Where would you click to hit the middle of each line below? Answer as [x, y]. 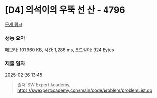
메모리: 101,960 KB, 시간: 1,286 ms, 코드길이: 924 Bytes [60, 50]
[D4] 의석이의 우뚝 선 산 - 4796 [65, 10]
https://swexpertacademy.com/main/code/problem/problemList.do [85, 90]
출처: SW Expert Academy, [44, 85]
